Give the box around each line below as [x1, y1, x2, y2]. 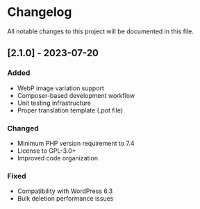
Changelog [7, 4, 72, 20]
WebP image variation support [17, 84, 104, 92]
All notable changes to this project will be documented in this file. [7, 27, 194, 35]
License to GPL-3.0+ [17, 147, 76, 155]
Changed [7, 123, 40, 133]
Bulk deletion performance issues [17, 194, 114, 203]
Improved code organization [17, 153, 99, 162]
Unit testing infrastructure [17, 99, 92, 107]
